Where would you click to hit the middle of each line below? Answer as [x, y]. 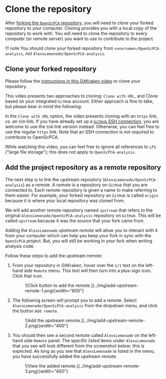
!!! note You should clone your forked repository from [59, 48]
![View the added [42, 366]
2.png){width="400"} [46, 325]
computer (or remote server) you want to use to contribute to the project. [80, 39]
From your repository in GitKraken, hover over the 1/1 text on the [78, 265]
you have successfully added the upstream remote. [65, 356]
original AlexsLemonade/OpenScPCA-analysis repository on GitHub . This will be [83, 215]
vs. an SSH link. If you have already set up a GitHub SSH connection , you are [82, 121]
